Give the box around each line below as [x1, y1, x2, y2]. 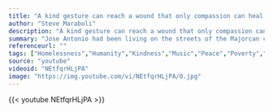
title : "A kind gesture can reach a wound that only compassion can [8, 11, 245, 20]
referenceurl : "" [8, 42, 67, 50]
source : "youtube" [8, 58, 71, 66]
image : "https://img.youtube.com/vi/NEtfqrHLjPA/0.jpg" [8, 72, 201, 80]
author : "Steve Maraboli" [8, 19, 96, 28]
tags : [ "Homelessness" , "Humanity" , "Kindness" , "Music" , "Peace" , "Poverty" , [8, 50, 264, 58]
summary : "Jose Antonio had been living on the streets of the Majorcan [8, 34, 260, 43]
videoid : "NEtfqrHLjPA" [8, 65, 89, 73]
